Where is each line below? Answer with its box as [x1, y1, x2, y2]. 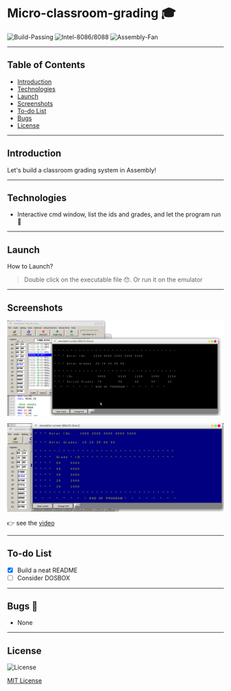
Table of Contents [7, 59, 86, 71]
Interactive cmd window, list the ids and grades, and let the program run [16, 210, 221, 218]
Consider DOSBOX [16, 574, 71, 582]
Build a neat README [16, 566, 78, 574]
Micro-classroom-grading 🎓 [7, 5, 177, 21]
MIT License [7, 677, 43, 685]
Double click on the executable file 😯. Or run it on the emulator [23, 275, 203, 284]
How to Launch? [7, 262, 54, 271]
